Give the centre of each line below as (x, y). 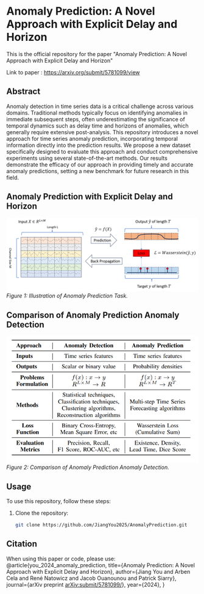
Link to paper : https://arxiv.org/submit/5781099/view (73, 72)
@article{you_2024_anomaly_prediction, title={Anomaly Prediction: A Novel (100, 565)
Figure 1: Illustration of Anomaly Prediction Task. (67, 296)
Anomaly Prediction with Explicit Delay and (90, 197)
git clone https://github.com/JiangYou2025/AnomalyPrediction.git (101, 525)
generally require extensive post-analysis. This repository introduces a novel (102, 132)
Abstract (23, 92)
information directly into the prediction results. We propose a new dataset (99, 145)
